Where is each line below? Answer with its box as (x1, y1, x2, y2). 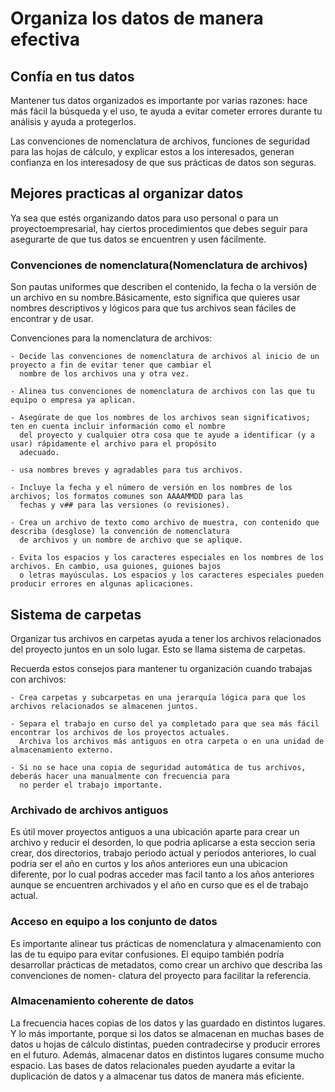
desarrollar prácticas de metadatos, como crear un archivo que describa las (10, 958, 323, 971)
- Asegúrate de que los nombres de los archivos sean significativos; (10, 413, 311, 423)
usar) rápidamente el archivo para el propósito (10, 439, 217, 449)
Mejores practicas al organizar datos (10, 185, 244, 202)
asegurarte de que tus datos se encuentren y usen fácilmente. (10, 233, 267, 245)
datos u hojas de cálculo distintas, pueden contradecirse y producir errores (10, 1038, 321, 1050)
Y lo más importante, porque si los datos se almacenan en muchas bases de (10, 1027, 325, 1039)
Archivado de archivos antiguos (10, 803, 169, 817)
